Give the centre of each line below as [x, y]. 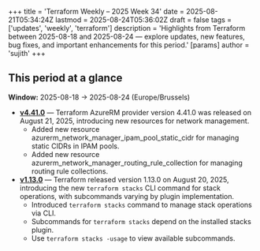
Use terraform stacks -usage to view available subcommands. [133, 238]
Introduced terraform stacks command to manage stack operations [141, 204]
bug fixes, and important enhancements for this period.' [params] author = [129, 45]
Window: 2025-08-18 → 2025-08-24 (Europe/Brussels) [99, 97]
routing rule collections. [70, 171]
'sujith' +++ [27, 53]
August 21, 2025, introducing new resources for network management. [134, 121]
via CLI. [44, 213]
